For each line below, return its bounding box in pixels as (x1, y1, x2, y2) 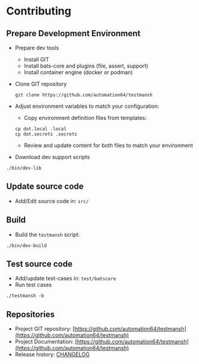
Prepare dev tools (14, 44, 59, 51)
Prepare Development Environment (6, 28, 141, 39)
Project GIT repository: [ (14, 325, 75, 333)
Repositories (6, 309, 55, 319)
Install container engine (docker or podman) (23, 69, 133, 76)
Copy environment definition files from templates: (23, 115, 147, 121)
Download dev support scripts (14, 154, 90, 160)
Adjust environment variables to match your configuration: (14, 102, 159, 110)
